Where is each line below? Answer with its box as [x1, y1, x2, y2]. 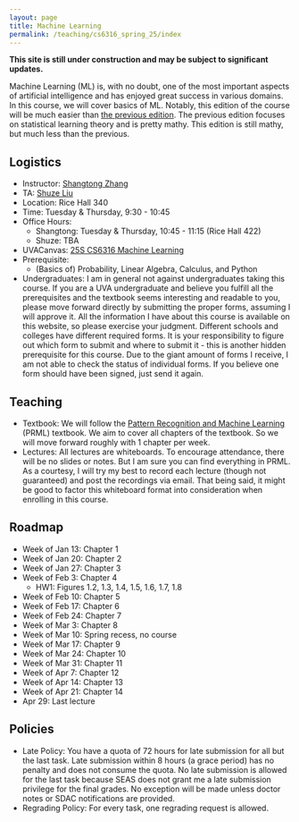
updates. [9, 64, 44, 74]
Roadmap [9, 520, 64, 535]
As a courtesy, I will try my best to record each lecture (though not [21, 466, 267, 476]
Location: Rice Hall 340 [21, 198, 109, 208]
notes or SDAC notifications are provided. [21, 792, 176, 803]
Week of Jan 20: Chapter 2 [21, 553, 122, 564]
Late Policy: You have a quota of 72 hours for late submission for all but [21, 745, 285, 756]
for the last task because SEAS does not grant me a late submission [21, 774, 272, 784]
